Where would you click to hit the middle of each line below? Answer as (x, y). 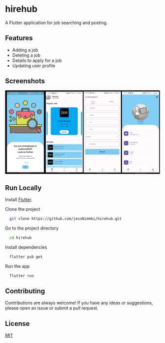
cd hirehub (21, 238)
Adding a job (25, 50)
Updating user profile (34, 65)
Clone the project (23, 209)
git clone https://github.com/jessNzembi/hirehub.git (66, 219)
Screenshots (25, 81)
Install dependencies (26, 247)
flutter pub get (26, 257)
